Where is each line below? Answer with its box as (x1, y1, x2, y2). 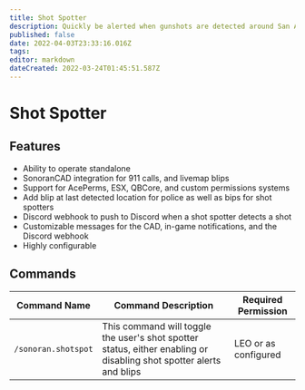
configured (234, 348, 281, 361)
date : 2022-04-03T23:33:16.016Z (9, 38, 132, 48)
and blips (102, 365, 142, 377)
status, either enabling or (102, 342, 209, 355)
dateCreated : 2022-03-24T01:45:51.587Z (9, 64, 161, 73)
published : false (9, 30, 75, 39)
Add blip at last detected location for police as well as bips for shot (22, 191, 272, 202)
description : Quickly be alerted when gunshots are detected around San (9, 22, 290, 31)
